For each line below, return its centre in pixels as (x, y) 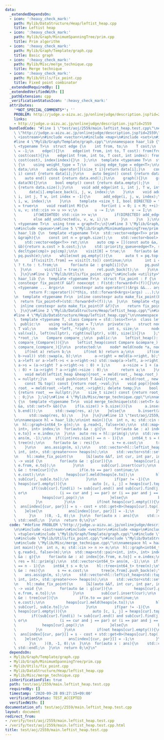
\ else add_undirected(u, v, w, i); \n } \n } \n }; (83, 219)
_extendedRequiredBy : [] (35, 87)
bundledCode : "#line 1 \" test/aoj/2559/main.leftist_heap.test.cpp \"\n (84, 128)
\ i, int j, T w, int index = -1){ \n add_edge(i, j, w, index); (86, 197)
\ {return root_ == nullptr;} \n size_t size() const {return (81, 393)
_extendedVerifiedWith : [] (37, 92)
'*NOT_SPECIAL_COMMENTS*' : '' (45, 110)
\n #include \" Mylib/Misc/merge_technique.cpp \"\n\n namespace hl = (83, 543)
